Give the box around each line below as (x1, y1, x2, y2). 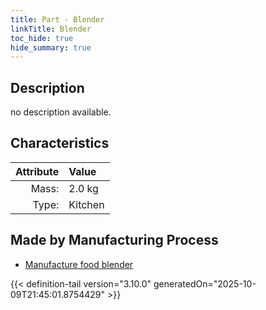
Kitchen (68, 197, 105, 211)
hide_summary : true (10, 42, 92, 53)
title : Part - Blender (10, 14, 105, 25)
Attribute (15, 164, 60, 178)
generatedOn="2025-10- (153, 277, 257, 290)
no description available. (10, 106, 112, 118)
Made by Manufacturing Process (10, 232, 219, 249)
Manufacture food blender (24, 258, 134, 270)
